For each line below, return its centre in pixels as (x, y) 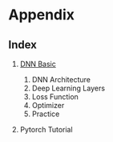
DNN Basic (38, 64)
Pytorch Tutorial (46, 129)
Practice (46, 114)
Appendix (41, 15)
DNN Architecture (61, 79)
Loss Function (55, 97)
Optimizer (48, 105)
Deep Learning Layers (69, 88)
